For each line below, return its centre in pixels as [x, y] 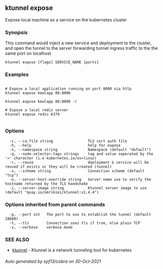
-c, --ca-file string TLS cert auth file [68, 141]
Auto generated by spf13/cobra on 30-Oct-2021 [53, 261]
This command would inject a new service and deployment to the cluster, [78, 43]
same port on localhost [28, 54]
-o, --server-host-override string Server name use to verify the [80, 179]
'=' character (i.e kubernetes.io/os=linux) [51, 158]
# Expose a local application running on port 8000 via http [68, 89]
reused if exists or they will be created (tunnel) [58, 167]
